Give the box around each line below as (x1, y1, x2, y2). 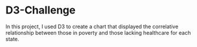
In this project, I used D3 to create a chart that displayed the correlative (5, 23, 179, 30)
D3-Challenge (5, 4, 76, 17)
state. (5, 35, 19, 42)
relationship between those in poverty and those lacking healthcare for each (5, 29, 191, 36)
